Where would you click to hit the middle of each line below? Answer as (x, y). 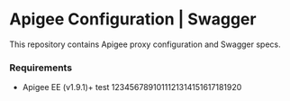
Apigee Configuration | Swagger (133, 19)
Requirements (41, 68)
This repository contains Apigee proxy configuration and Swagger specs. (145, 44)
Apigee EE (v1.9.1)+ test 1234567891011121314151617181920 (132, 87)
